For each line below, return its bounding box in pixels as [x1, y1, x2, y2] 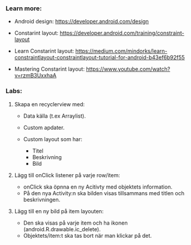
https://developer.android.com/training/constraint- [59, 29, 184, 37]
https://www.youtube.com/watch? [86, 65, 171, 73]
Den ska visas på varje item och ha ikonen [23, 219, 128, 226]
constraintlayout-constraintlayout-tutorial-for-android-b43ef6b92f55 [14, 54, 185, 61]
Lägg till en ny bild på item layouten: [14, 207, 104, 214]
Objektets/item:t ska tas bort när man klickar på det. [23, 232, 152, 239]
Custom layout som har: [23, 135, 82, 142]
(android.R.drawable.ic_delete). [23, 225, 101, 232]
